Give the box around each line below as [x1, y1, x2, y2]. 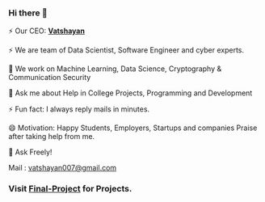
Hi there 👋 [8, 7, 48, 19]
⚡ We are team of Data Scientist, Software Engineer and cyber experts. [8, 45, 245, 55]
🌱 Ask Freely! [8, 147, 53, 157]
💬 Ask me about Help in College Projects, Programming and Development [8, 88, 253, 98]
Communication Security [8, 73, 91, 82]
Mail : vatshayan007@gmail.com [8, 163, 117, 173]
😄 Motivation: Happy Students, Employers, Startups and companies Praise [8, 123, 258, 133]
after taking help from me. [8, 132, 95, 141]
